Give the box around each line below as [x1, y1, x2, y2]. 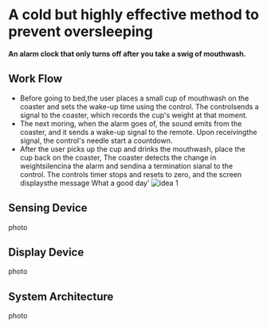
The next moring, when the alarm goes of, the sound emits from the [19, 118, 242, 128]
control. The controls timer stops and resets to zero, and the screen [19, 169, 242, 179]
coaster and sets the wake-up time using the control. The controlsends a [19, 101, 259, 111]
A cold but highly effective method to [8, 6, 259, 24]
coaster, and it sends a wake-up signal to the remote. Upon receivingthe [19, 127, 257, 136]
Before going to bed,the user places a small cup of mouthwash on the [19, 93, 249, 103]
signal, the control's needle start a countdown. [19, 136, 173, 145]
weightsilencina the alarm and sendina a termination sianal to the [19, 161, 234, 171]
